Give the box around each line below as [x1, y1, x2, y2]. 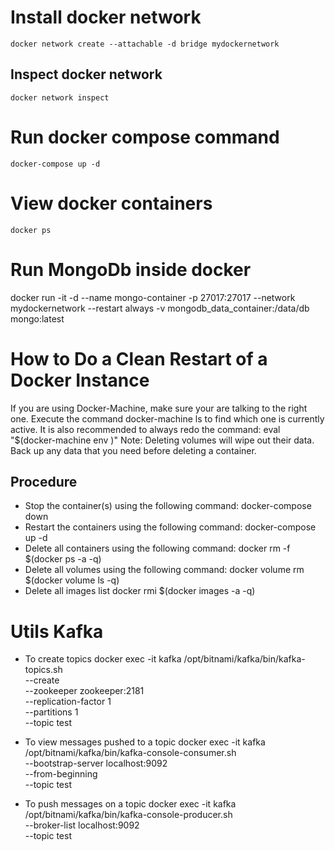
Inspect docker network [10, 66, 163, 83]
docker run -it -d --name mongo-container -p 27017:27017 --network [10, 291, 296, 303]
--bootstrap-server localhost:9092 [24, 757, 168, 770]
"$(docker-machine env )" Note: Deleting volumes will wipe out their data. [10, 434, 315, 446]
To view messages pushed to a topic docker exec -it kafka [24, 736, 266, 748]
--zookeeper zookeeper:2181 [24, 685, 145, 697]
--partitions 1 [24, 706, 79, 718]
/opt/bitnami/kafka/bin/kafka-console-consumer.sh [24, 747, 237, 759]
